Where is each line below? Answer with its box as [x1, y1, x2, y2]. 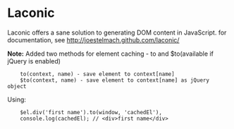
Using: [7, 95, 27, 104]
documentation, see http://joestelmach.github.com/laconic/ [7, 35, 180, 44]
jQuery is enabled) [7, 56, 61, 65]
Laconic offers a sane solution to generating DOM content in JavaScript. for [7, 28, 227, 37]
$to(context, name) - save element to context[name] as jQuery [20, 76, 210, 84]
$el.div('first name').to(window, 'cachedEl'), [20, 109, 162, 116]
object [7, 82, 27, 90]
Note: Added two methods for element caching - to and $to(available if [7, 49, 214, 58]
